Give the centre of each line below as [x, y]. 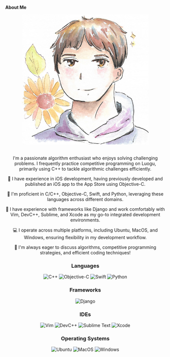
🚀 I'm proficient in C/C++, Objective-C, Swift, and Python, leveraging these [85, 194]
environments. [85, 220]
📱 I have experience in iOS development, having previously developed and [85, 179]
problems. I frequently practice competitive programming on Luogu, [85, 164]
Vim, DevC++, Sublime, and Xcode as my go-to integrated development [85, 215]
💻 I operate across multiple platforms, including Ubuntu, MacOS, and [85, 230]
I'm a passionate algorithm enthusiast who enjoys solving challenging [85, 158]
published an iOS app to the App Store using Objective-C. [85, 184]
